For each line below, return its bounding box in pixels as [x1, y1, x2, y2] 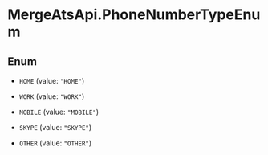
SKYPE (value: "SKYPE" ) [18, 123, 92, 132]
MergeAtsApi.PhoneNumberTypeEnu [7, 6, 261, 24]
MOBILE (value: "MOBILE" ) [18, 107, 99, 116]
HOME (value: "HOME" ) [18, 76, 85, 85]
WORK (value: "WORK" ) [18, 92, 85, 101]
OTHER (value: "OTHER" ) [18, 138, 92, 148]
